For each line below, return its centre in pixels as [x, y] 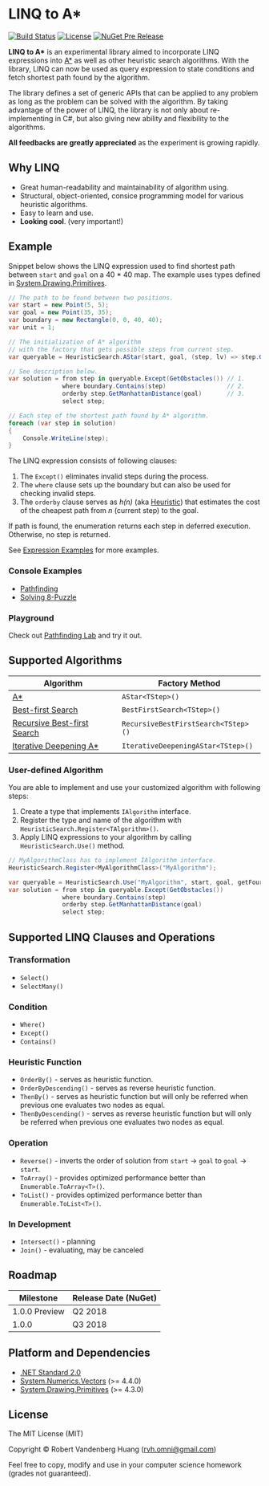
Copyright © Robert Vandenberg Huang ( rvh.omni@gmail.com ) [112, 1449]
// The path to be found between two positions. [91, 298]
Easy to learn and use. [56, 213]
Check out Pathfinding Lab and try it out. [75, 635]
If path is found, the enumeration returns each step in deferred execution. [129, 526]
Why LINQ [34, 168]
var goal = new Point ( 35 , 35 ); [60, 313]
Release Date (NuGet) [115, 1297]
